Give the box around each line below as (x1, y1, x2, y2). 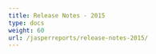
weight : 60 (8, 26, 45, 34)
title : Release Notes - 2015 (8, 11, 106, 20)
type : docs (8, 19, 45, 27)
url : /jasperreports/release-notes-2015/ (8, 33, 149, 42)
